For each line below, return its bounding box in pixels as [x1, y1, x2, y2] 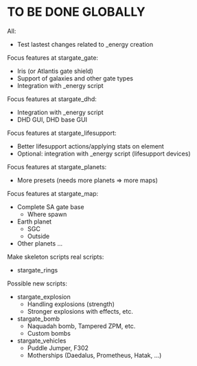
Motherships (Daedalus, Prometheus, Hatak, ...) [27, 351, 162, 359]
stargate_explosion [16, 292, 71, 301]
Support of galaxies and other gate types [16, 74, 134, 83]
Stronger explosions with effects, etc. [27, 307, 134, 315]
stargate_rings [16, 266, 58, 274]
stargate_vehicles [16, 336, 67, 345]
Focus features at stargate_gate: [7, 53, 98, 62]
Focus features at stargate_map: [7, 189, 98, 197]
